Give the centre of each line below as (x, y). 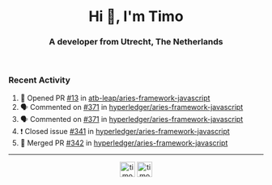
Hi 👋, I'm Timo (136, 17)
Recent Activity (40, 80)
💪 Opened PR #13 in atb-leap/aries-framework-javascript (115, 98)
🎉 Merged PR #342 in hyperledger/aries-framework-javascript (124, 143)
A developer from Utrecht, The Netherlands (136, 42)
